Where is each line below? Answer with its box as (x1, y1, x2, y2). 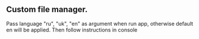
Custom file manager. (6, 5, 88, 15)
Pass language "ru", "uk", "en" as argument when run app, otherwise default (6, 20, 194, 27)
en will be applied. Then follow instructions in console (6, 26, 138, 33)
